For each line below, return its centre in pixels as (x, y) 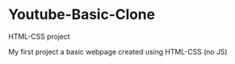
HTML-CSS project (39, 36)
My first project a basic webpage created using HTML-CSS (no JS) (118, 51)
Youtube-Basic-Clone (82, 15)
